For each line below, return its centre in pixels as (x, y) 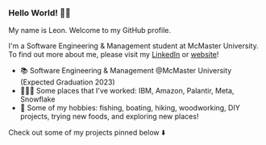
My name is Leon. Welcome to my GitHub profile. (90, 31)
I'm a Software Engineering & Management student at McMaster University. (134, 46)
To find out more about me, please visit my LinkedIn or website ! (114, 55)
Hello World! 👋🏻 (39, 13)
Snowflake (37, 99)
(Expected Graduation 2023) (67, 82)
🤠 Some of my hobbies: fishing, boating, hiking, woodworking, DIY (130, 108)
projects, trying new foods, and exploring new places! (109, 117)
